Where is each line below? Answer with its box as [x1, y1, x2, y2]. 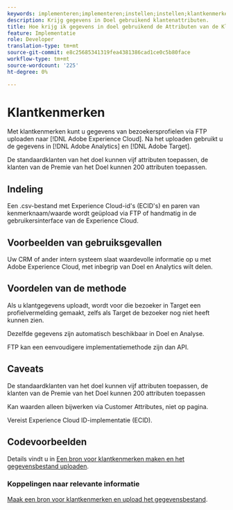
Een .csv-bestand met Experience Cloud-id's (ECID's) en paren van [7, 202, 200, 210]
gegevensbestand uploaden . [7, 462, 89, 470]
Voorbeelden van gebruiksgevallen [7, 237, 162, 248]
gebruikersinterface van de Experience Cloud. [7, 216, 139, 225]
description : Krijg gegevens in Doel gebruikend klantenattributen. [7, 17, 209, 24]
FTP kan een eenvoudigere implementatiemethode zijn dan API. [7, 342, 189, 351]
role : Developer [7, 36, 54, 43]
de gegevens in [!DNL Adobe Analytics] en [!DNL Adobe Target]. [7, 142, 192, 150]
